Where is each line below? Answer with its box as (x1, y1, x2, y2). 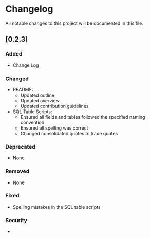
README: (12, 86, 33, 93)
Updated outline (20, 92, 55, 98)
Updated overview (20, 97, 60, 103)
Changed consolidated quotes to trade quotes (20, 130, 118, 136)
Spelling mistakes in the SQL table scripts (12, 204, 101, 210)
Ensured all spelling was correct (20, 124, 88, 131)
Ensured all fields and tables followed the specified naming (20, 114, 145, 120)
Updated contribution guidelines (20, 103, 89, 109)
